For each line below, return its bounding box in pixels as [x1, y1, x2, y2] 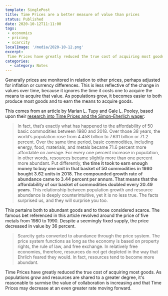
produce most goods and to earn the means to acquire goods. [5, 98, 133, 104]
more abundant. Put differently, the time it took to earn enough [17, 160, 148, 166]
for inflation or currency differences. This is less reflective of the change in [5, 82, 159, 88]
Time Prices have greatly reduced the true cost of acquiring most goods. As [5, 269, 161, 275]
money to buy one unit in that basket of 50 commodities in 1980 [17, 166, 152, 172]
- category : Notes [9, 63, 48, 68]
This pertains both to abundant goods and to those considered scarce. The [5, 207, 160, 213]
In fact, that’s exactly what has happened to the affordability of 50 [17, 123, 153, 129]
